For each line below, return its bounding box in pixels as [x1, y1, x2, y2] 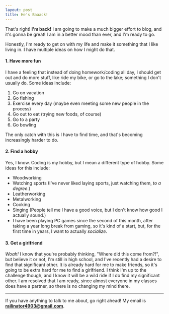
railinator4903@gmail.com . [5, 303, 65, 309]
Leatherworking [12, 191, 46, 197]
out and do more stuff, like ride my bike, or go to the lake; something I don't [5, 74, 161, 81]
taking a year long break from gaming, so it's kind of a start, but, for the [12, 223, 161, 229]
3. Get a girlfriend [5, 240, 43, 246]
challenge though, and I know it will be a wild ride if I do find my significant [5, 273, 160, 279]
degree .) [12, 185, 31, 192]
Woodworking [12, 174, 42, 180]
